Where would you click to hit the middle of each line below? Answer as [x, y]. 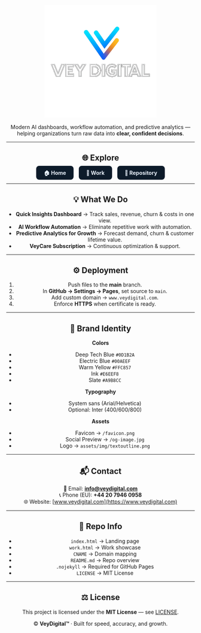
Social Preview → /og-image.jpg [105, 440]
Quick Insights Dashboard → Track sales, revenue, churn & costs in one [105, 214]
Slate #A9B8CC [105, 380]
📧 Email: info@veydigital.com [100, 489]
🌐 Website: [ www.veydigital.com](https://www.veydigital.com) [100, 502]
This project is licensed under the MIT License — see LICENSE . [100, 612]
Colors [100, 343]
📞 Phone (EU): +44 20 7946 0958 [100, 495]
